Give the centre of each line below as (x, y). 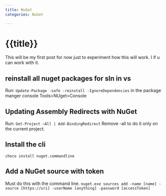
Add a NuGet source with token (55, 171)
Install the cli (25, 145)
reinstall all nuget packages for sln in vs (68, 78)
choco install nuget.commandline (40, 156)
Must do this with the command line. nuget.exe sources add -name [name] (81, 183)
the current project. (25, 129)
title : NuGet (19, 10)
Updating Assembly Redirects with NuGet (71, 111)
